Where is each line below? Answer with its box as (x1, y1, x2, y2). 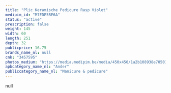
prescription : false (5, 21, 49, 27)
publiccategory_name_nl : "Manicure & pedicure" (5, 69, 108, 74)
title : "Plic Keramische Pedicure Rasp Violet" (5, 7, 108, 13)
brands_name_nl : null (5, 50, 51, 55)
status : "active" (5, 17, 42, 22)
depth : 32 (5, 41, 26, 46)
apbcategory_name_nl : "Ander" (5, 64, 70, 69)
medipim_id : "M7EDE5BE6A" (5, 12, 60, 17)
